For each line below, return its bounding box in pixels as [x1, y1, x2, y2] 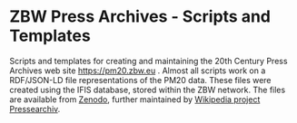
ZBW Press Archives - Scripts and [9, 6, 271, 27]
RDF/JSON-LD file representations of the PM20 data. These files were [9, 74, 272, 85]
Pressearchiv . [9, 103, 61, 114]
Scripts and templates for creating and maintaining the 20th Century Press [9, 55, 288, 66]
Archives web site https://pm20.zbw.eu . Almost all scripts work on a [9, 65, 266, 76]
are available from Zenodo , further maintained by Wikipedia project [9, 93, 261, 105]
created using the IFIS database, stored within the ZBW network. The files [9, 84, 286, 95]
